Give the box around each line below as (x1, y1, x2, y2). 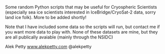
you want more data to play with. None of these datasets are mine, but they (5, 29, 158, 35)
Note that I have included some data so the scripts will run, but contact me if (5, 24, 160, 30)
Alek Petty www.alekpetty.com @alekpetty (5, 44, 92, 49)
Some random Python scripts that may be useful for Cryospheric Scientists (5, 4, 157, 10)
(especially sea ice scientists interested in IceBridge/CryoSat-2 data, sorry (5, 9, 156, 15)
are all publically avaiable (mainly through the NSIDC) (5, 34, 113, 40)
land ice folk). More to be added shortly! (5, 15, 87, 20)
